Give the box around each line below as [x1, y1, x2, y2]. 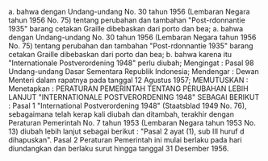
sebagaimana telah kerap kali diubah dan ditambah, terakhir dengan [8, 109, 234, 119]
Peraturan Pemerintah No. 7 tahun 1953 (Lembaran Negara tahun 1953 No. [8, 118, 257, 127]
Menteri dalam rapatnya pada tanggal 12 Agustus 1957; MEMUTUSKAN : [8, 76, 249, 85]
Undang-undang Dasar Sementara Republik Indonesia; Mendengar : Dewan [8, 67, 260, 76]
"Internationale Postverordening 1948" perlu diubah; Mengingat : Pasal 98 [8, 58, 254, 68]
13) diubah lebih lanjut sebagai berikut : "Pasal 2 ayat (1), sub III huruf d [8, 126, 245, 136]
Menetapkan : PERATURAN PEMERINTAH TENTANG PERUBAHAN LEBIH [8, 84, 249, 93]
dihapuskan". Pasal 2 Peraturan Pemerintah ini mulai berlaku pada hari [8, 135, 242, 144]
